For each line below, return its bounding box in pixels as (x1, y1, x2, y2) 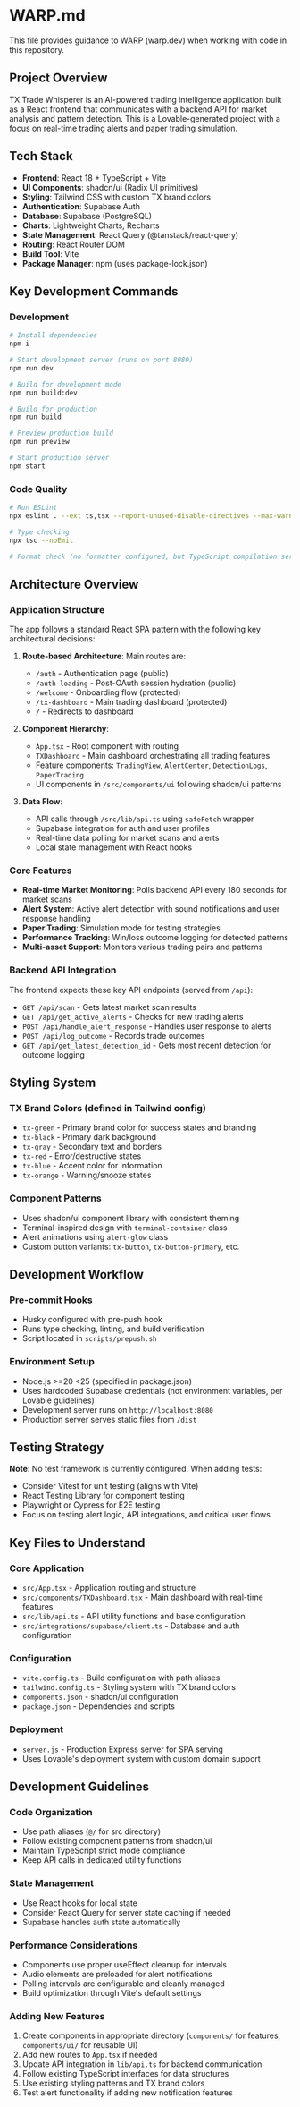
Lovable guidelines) (21, 1395, 96, 1406)
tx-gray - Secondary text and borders (21, 1142, 162, 1152)
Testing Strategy (9, 1440, 104, 1455)
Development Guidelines (9, 1780, 150, 1795)
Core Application (9, 1562, 85, 1575)
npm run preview (9, 438, 70, 446)
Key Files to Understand (9, 1535, 146, 1551)
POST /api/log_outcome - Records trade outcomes (21, 1030, 205, 1041)
